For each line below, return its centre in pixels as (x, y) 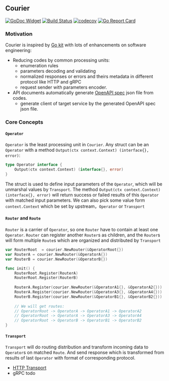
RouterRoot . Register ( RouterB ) (46, 278)
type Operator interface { (34, 165)
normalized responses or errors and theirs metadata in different (87, 76)
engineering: (19, 50)
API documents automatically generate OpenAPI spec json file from (83, 93)
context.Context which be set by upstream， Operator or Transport (75, 206)
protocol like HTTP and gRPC (51, 82)
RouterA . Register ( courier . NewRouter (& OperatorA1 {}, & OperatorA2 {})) (88, 287)
